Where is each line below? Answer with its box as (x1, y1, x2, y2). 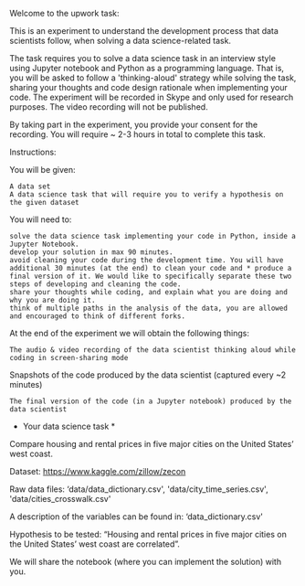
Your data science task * (22, 421, 116, 432)
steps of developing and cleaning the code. (9, 280, 182, 289)
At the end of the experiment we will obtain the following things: (9, 328, 249, 338)
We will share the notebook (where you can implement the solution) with (9, 557, 281, 567)
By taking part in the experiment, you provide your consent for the (9, 119, 258, 130)
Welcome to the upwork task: (9, 8, 121, 18)
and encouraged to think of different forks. (9, 312, 185, 321)
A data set (9, 182, 51, 191)
